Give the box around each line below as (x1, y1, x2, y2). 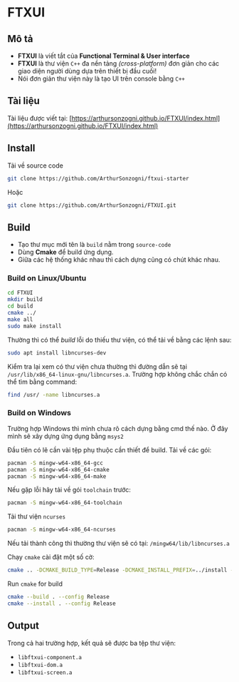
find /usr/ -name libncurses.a (7, 391, 100, 398)
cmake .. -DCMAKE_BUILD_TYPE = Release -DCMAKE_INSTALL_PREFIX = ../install (7, 566, 228, 574)
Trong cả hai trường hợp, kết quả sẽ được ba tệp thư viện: (7, 638, 176, 647)
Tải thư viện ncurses (7, 512, 66, 521)
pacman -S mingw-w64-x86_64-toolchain (7, 499, 122, 507)
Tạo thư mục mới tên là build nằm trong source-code (17, 240, 171, 249)
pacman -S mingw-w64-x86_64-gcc (7, 459, 103, 467)
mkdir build (7, 296, 43, 303)
